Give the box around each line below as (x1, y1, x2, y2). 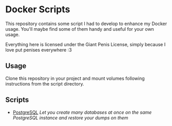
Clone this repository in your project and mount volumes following (5, 75, 145, 81)
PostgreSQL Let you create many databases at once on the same (12, 109, 152, 115)
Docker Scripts (5, 4, 70, 15)
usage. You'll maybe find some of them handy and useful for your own (5, 26, 154, 32)
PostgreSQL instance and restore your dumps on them (12, 114, 128, 121)
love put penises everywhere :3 (5, 47, 72, 53)
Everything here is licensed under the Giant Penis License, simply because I (5, 41, 166, 47)
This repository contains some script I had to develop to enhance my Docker (5, 20, 167, 27)
